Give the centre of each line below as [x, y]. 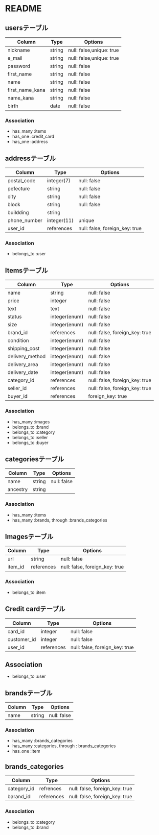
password [19, 66]
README [23, 9]
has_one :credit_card [33, 136]
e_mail [15, 58]
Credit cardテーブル [35, 609]
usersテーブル [27, 28]
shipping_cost [24, 348]
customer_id [22, 639]
